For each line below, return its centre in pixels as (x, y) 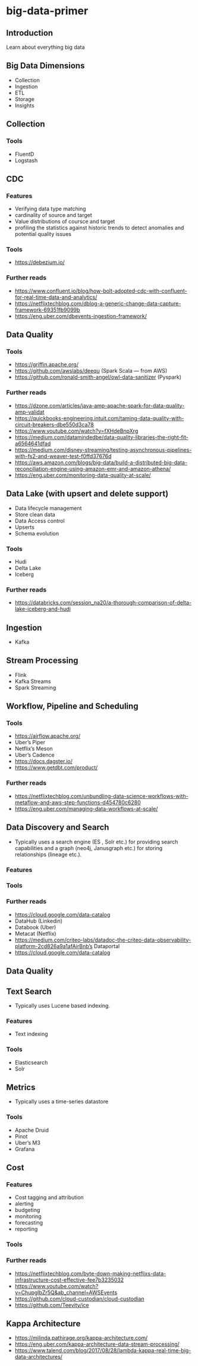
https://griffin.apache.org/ (47, 364)
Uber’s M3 (27, 1142)
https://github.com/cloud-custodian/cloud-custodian (79, 1299)
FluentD (24, 154)
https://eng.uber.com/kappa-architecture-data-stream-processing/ (97, 1344)
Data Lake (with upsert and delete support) (87, 494)
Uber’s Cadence (34, 755)
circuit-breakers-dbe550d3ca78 (54, 424)
